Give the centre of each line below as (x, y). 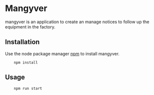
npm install (26, 62)
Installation (22, 42)
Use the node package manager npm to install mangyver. (62, 54)
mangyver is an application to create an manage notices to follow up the (77, 22)
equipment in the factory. (30, 27)
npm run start (28, 88)
